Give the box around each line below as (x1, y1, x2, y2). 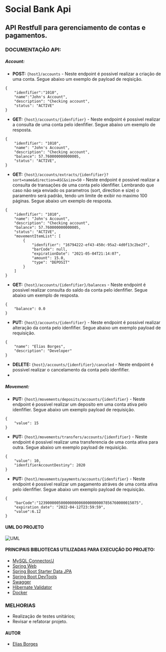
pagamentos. (5, 31, 47, 39)
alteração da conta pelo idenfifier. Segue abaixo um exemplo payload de (12, 325, 161, 331)
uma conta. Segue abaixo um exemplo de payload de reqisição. (12, 76, 143, 82)
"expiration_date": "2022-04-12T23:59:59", (14, 505, 106, 510)
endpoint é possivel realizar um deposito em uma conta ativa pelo (12, 401, 148, 407)
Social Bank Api (5, 3, 71, 15)
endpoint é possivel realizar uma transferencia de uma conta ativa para (12, 439, 158, 445)
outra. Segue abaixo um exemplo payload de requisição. (12, 445, 128, 451)
